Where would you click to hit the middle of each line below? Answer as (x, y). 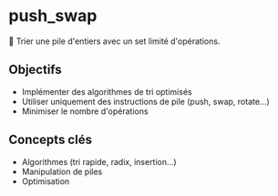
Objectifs (36, 70)
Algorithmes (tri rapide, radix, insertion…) (99, 161)
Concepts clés (51, 140)
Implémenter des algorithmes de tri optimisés (107, 91)
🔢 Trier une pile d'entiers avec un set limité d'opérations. (114, 41)
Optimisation (46, 181)
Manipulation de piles (62, 171)
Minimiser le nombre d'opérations (85, 111)
